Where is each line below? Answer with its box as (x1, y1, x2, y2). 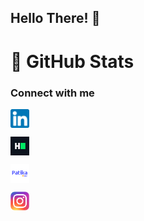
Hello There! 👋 (10, 10, 101, 27)
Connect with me (10, 86, 95, 100)
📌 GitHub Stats (10, 50, 135, 73)
